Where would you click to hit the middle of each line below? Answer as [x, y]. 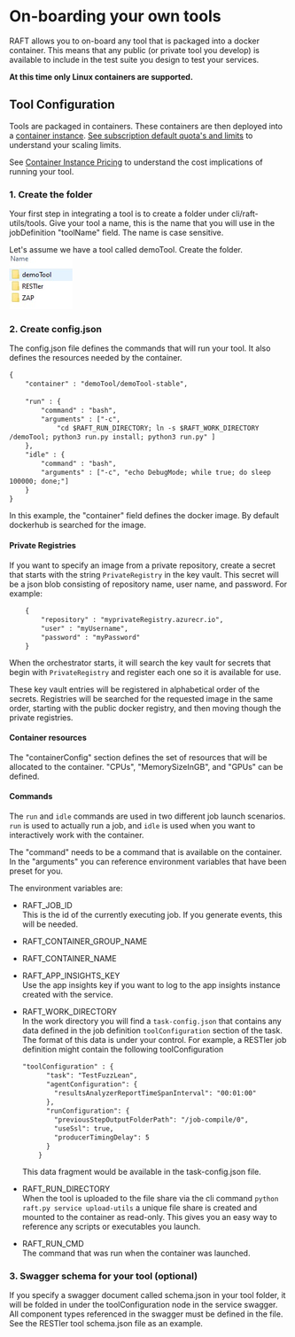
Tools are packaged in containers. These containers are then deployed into [146, 126]
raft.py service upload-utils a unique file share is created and [140, 1208]
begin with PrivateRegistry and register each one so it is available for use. [145, 672]
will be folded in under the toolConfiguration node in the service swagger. [144, 1305]
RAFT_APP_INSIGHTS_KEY [71, 976]
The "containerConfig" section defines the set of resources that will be [138, 757]
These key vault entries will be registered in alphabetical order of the [135, 689]
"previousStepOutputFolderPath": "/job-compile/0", [151, 1119]
